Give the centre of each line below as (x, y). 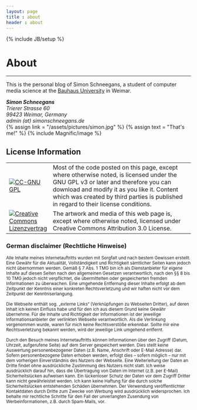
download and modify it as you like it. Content (116, 189)
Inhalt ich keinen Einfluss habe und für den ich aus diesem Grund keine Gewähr (86, 309)
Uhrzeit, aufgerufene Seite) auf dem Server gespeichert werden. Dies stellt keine (87, 345)
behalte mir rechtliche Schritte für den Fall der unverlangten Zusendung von (83, 397)
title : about (23, 17)
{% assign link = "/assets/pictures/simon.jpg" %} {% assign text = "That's (95, 127)
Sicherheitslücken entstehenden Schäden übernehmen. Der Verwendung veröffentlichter (96, 387)
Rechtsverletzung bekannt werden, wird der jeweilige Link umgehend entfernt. (85, 330)
